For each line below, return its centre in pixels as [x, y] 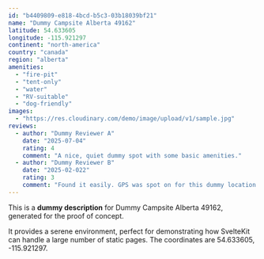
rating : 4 [39, 148]
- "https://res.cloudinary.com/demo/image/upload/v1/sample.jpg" [125, 119]
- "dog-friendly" [44, 104]
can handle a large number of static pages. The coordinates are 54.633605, [132, 239]
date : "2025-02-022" [56, 170]
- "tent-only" [38, 82]
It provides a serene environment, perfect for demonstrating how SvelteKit [129, 231]
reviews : [23, 126]
